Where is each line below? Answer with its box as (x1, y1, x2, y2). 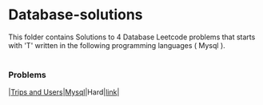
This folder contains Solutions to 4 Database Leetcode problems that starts (8, 32, 256, 42)
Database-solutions (8, 6, 143, 24)
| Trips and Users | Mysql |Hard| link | (8, 87, 120, 97)
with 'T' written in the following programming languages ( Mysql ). (8, 40, 225, 50)
